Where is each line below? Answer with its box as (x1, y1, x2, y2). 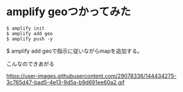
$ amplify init (6, 25, 45, 31)
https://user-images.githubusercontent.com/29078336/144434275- (6, 72, 177, 79)
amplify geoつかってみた (6, 5, 131, 19)
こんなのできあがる (6, 60, 55, 67)
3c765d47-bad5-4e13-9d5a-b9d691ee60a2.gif (6, 79, 125, 86)
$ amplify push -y (6, 36, 53, 42)
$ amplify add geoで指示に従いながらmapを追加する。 (6, 47, 143, 54)
